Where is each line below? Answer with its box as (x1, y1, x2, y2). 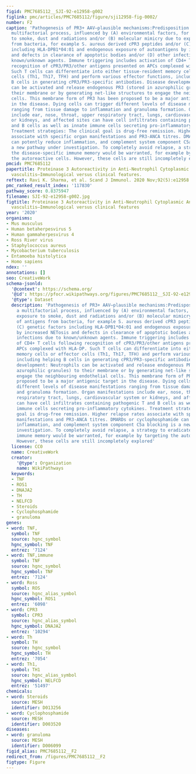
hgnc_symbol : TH (11, 651, 51, 656)
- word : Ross (6, 580, 38, 586)
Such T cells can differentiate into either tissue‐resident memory (11, 68, 181, 74)
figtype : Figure (6, 759, 45, 765)
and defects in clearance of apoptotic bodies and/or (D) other (11, 52, 171, 58)
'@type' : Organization (16, 460, 72, 466)
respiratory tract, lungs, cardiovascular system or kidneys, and (16, 395, 181, 401)
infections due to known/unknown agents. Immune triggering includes (16, 335, 190, 341)
